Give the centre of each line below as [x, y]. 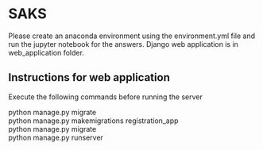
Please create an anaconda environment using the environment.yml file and [132, 36]
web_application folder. [46, 52]
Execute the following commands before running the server [105, 97]
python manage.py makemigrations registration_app [93, 121]
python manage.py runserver [56, 137]
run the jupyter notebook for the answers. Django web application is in [123, 44]
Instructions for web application [89, 77]
